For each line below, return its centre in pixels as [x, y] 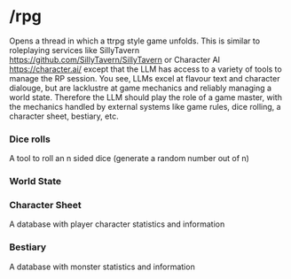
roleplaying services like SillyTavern [75, 50]
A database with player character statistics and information [117, 224]
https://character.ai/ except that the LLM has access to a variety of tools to [145, 69]
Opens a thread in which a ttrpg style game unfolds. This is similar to [134, 41]
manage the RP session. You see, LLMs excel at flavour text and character [145, 78]
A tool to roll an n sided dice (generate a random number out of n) [130, 159]
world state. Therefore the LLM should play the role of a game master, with [145, 97]
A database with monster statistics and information [102, 267]
